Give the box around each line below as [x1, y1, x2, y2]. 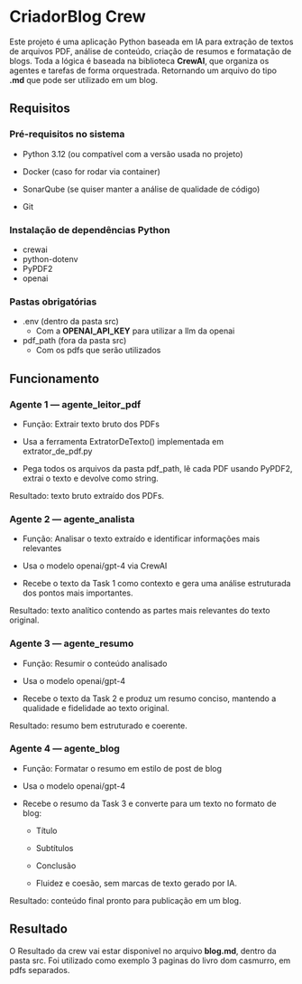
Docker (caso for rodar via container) [22, 165, 160, 177]
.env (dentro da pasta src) [22, 316, 119, 327]
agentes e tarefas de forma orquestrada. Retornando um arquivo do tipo [9, 65, 278, 76]
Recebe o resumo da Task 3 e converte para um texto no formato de [22, 798, 277, 809]
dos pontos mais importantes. [22, 587, 133, 598]
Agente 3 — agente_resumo [9, 637, 134, 650]
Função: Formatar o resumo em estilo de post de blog [22, 763, 223, 773]
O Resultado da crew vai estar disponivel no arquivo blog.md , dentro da [9, 945, 277, 956]
